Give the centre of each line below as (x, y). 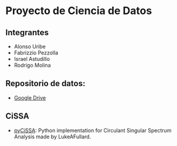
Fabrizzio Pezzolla (36, 53)
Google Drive (30, 97)
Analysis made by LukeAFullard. (52, 137)
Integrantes (27, 33)
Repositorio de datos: (45, 84)
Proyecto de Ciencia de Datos (79, 11)
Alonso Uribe (30, 46)
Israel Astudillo (32, 59)
